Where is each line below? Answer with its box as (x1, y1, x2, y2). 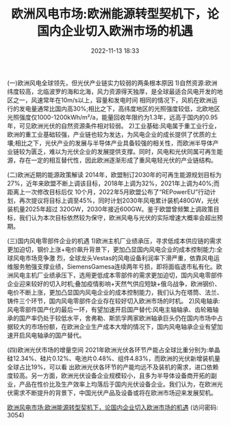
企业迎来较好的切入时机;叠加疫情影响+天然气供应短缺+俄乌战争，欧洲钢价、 (7, 279, 221, 288)
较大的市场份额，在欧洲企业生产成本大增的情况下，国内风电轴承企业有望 (12, 322, 217, 330)
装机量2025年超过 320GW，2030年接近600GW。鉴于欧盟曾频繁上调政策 (7, 205, 214, 213)
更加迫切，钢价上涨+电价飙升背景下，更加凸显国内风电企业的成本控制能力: (7, 245, 217, 253)
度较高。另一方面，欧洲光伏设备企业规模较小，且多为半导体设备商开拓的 (7, 371, 211, 380)
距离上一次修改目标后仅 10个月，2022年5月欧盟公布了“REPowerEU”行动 (7, 187, 210, 196)
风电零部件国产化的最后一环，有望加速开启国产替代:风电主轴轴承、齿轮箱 (7, 305, 214, 313)
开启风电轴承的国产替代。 (12, 331, 86, 339)
